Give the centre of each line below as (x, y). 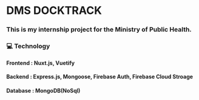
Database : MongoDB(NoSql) (43, 90)
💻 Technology (28, 46)
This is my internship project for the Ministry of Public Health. (99, 30)
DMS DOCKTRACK (54, 11)
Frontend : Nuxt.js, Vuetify (40, 63)
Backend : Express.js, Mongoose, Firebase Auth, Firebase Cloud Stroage (99, 77)
